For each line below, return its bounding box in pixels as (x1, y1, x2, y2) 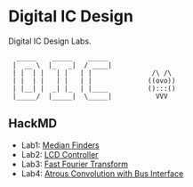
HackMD (8, 116, 58, 131)
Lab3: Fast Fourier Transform (20, 159, 128, 169)
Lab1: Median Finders (20, 140, 100, 150)
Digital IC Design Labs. (8, 36, 92, 46)
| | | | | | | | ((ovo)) (12, 76, 176, 85)
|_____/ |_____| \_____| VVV (12, 92, 168, 101)
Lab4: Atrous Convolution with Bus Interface (20, 167, 184, 179)
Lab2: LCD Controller (20, 149, 99, 159)
